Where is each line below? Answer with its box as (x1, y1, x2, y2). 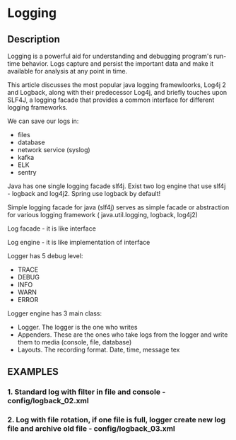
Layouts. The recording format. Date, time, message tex (17, 345, 180, 354)
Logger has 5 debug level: (7, 252, 83, 260)
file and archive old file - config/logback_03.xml (7, 424, 175, 434)
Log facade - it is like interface (7, 224, 97, 233)
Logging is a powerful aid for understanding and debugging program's (7, 52, 213, 60)
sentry (17, 168, 37, 176)
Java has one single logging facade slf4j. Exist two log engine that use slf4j (7, 182, 226, 190)
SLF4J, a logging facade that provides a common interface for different (7, 95, 215, 104)
